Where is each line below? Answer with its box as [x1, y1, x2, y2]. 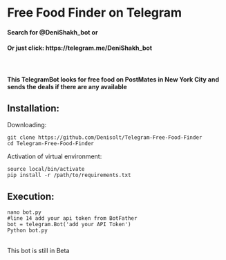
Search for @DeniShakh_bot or [7, 28, 98, 36]
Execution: [7, 190, 55, 202]
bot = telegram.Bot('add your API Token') [7, 221, 131, 228]
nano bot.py [7, 209, 41, 216]
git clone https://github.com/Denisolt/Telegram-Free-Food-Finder [7, 134, 203, 141]
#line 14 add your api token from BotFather [7, 215, 138, 222]
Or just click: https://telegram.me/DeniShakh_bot [7, 44, 153, 53]
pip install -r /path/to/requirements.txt [7, 171, 131, 179]
